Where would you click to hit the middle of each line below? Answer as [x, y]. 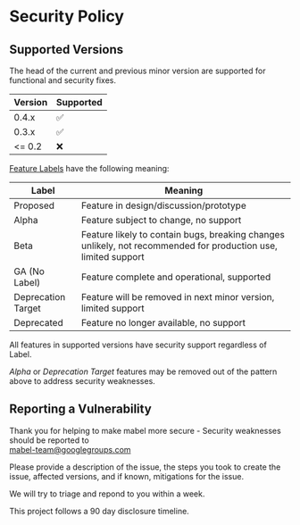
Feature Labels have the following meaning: [89, 168]
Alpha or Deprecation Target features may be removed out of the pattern [143, 371]
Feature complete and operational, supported [176, 277]
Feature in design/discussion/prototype [164, 205]
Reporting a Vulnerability [80, 409]
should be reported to [49, 440]
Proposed [34, 205]
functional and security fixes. [62, 80]
